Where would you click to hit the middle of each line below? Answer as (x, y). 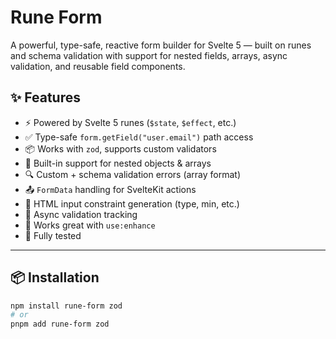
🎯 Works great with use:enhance (90, 225)
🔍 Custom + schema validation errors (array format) (133, 174)
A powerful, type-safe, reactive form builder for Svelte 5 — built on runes (161, 45)
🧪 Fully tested (53, 235)
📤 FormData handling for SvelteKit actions (110, 189)
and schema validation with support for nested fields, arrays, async (149, 55)
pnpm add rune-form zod (60, 324)
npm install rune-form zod (66, 306)
